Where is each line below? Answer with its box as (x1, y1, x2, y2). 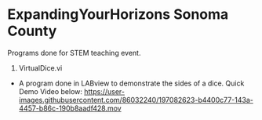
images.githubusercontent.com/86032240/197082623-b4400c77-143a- (18, 95, 254, 104)
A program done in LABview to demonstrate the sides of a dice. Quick (18, 78, 245, 88)
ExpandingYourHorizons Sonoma (7, 5, 229, 24)
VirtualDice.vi (18, 63, 63, 72)
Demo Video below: (18, 86, 83, 96)
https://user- (84, 86, 125, 96)
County (7, 22, 57, 40)
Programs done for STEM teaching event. (7, 48, 141, 57)
